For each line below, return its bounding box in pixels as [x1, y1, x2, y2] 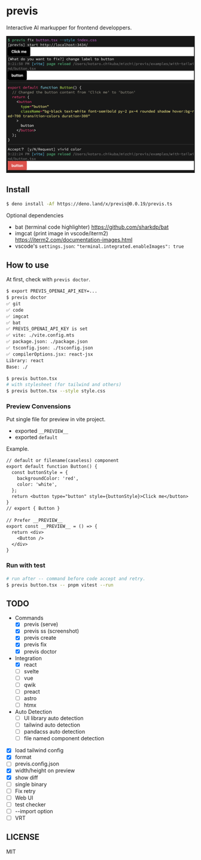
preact [23, 688, 40, 695]
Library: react [6, 357, 44, 363]
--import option [14, 807, 53, 815]
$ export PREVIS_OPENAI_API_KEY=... [6, 288, 98, 294]
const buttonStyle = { [11, 470, 68, 476]
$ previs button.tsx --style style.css [6, 388, 106, 394]
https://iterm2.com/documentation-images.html [14, 236, 133, 244]
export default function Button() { [6, 464, 98, 470]
